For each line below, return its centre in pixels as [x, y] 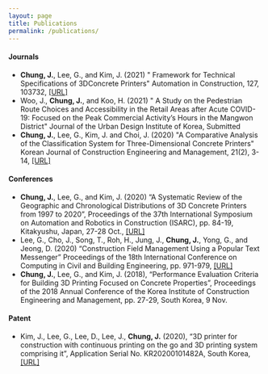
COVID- [243, 109]
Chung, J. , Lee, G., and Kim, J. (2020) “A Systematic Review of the [131, 197]
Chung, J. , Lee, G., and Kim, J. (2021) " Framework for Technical [128, 74]
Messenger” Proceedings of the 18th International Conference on [128, 257]
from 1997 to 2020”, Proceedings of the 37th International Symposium [136, 214]
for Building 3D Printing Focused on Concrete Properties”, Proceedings [138, 283]
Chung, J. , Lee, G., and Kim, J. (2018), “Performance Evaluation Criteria [139, 274]
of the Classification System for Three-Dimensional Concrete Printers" [137, 143]
